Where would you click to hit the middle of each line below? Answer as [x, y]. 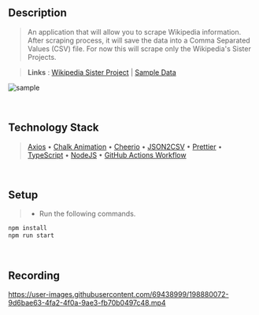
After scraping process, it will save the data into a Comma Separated [139, 40]
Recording [34, 275]
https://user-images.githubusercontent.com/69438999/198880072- [119, 294]
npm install [28, 228]
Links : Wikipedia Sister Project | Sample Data [102, 72]
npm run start [31, 235]
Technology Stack [54, 128]
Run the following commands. [87, 214]
